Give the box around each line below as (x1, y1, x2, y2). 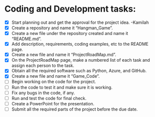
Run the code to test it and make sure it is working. (11, 84, 113, 90)
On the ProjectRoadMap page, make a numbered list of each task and (11, 57, 150, 63)
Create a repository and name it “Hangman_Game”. (11, 25, 113, 31)
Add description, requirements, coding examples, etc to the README (11, 41, 149, 47)
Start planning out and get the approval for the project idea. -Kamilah (11, 19, 149, 25)
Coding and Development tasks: (4, 3, 136, 15)
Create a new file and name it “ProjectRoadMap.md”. (11, 52, 116, 58)
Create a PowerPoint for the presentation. (11, 100, 95, 106)
